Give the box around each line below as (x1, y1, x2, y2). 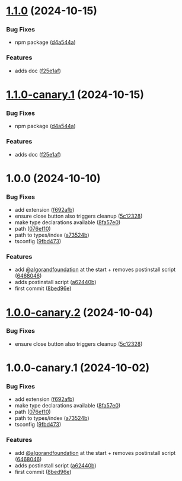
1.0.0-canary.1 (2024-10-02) (6, 361, 150, 375)
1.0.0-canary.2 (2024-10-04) (6, 305, 153, 319)
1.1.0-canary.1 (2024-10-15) (6, 88, 144, 101)
